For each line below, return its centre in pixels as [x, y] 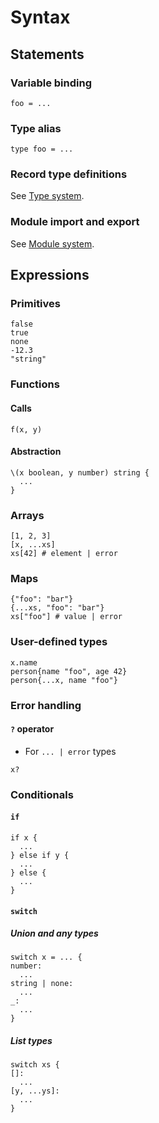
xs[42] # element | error [64, 554]
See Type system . [47, 196]
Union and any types [54, 933]
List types [31, 1041]
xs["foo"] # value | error [66, 617]
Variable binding [51, 83]
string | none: [42, 984]
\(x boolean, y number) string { [80, 472]
